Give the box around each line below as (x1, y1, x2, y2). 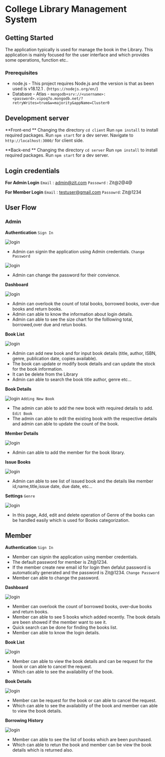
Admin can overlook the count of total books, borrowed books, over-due (12, 301, 160, 307)
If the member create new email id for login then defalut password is (12, 564, 151, 570)
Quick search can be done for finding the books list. (12, 624, 118, 630)
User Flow (5, 204, 37, 212)
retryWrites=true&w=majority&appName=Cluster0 (12, 101, 110, 105)
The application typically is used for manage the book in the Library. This (5, 47, 153, 52)
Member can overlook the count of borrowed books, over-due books (12, 604, 152, 610)
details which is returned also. (12, 747, 73, 753)
